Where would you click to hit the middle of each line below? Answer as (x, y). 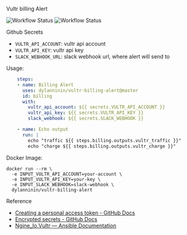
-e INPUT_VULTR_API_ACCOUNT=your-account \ (67, 174)
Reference (19, 201)
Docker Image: (24, 158)
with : (29, 102)
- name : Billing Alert (45, 85)
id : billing (37, 96)
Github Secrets (25, 32)
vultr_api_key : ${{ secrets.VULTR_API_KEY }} (86, 113)
